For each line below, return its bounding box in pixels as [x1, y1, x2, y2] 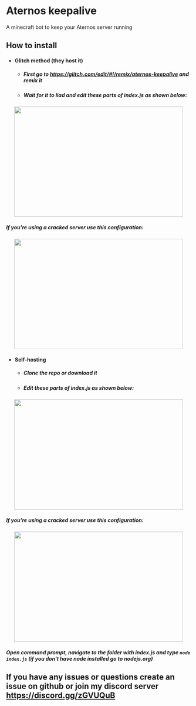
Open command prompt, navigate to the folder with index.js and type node [6, 648, 191, 656]
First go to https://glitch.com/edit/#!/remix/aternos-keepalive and [23, 71, 190, 78]
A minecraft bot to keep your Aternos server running [6, 24, 133, 31]
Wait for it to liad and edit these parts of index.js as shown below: [23, 91, 188, 98]
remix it [23, 76, 43, 83]
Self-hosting [14, 356, 46, 363]
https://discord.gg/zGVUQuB [6, 691, 116, 701]
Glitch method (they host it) [14, 57, 83, 64]
